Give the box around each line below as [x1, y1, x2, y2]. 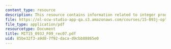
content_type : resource [5, 7, 56, 13]
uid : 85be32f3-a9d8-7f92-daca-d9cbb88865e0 [5, 36, 99, 41]
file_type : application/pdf [5, 21, 65, 27]
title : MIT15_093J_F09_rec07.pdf [5, 31, 76, 36]
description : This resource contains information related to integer [5, 12, 156, 17]
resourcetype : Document [5, 27, 56, 32]
